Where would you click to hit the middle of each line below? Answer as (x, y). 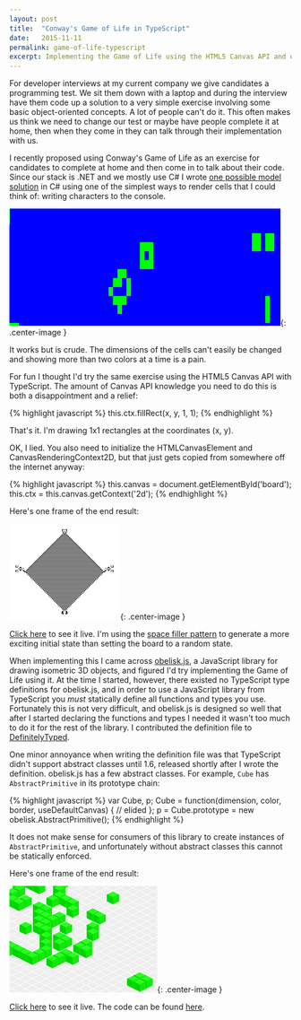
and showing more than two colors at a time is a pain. (108, 360)
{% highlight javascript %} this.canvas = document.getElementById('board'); (150, 484)
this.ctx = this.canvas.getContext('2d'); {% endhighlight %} (119, 494)
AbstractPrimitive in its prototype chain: (85, 783)
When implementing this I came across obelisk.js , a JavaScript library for (144, 661)
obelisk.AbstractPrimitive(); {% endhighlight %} (97, 820)
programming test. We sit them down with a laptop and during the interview (149, 93)
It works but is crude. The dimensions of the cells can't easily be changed (146, 350)
